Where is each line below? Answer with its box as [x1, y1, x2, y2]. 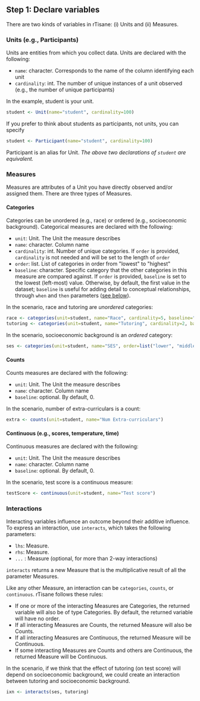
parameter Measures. [6, 573, 60, 580]
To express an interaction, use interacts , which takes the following [6, 524, 171, 531]
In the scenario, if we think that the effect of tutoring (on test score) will [6, 665, 181, 672]
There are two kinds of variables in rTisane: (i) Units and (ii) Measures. [6, 20, 179, 27]
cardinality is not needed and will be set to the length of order [14, 254, 170, 261]
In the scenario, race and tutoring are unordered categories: [6, 304, 154, 311]
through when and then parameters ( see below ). [14, 292, 131, 299]
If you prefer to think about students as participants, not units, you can [6, 120, 179, 127]
